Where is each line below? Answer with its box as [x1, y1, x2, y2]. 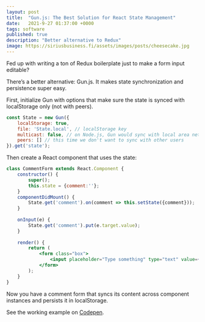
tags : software [6, 26, 45, 32]
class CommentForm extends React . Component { [6, 166, 124, 172]
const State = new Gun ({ [6, 114, 70, 121]
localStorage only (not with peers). [6, 102, 93, 110]
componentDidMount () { [17, 194, 75, 200]
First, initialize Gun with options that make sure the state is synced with [6, 96, 185, 104]
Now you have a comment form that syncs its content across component [6, 290, 189, 298]
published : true [6, 32, 48, 38]
